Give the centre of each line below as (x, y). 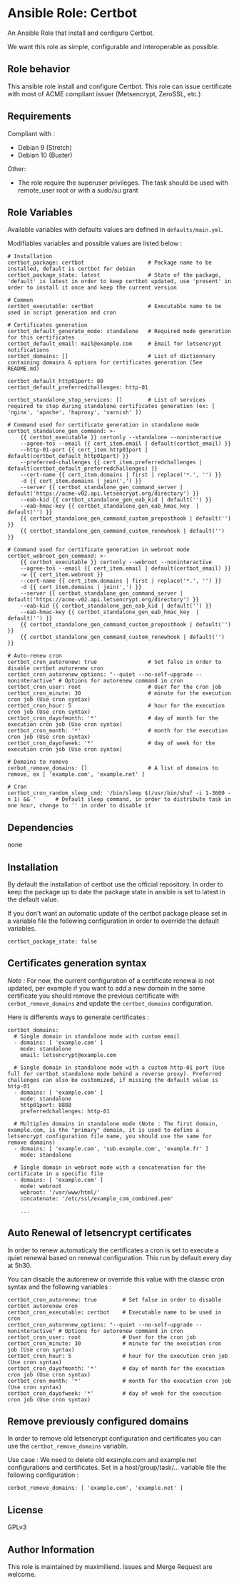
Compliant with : (31, 133)
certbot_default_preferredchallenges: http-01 (78, 388)
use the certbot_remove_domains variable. (68, 1446)
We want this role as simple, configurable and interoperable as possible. (113, 46)
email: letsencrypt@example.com (68, 1055)
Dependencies (40, 828)
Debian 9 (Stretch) (45, 147)
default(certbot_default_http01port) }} (68, 456)
